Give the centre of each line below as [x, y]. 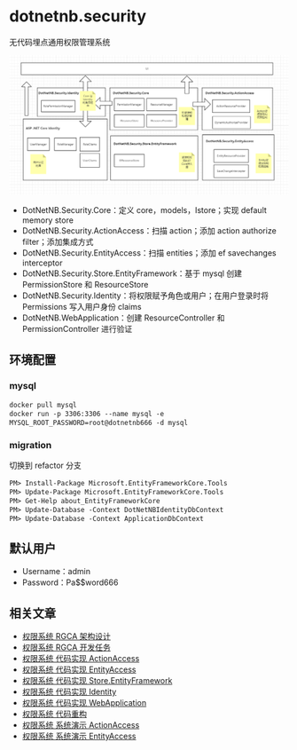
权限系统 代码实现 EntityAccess [79, 670]
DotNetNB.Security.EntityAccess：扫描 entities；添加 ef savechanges [149, 253]
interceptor [42, 263]
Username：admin [56, 572]
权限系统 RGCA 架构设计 [66, 636]
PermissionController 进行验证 [77, 329]
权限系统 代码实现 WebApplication [84, 703]
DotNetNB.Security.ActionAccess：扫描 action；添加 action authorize [149, 231]
